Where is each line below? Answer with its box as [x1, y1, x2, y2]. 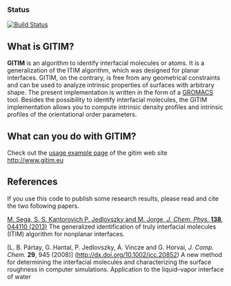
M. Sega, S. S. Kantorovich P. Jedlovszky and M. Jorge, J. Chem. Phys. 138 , [7, 215, 223, 223]
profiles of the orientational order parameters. [7, 111, 137, 119]
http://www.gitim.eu [7, 155, 64, 164]
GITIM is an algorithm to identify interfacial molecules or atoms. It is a [7, 59, 205, 67]
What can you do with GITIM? [7, 130, 137, 142]
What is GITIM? [7, 40, 74, 53]
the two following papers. [7, 202, 80, 210]
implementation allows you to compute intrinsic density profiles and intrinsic [7, 103, 223, 111]
